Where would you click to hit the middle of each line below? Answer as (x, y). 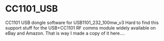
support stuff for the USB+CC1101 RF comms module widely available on (80, 27)
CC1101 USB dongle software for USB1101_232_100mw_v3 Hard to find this (82, 22)
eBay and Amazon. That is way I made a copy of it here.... (65, 33)
